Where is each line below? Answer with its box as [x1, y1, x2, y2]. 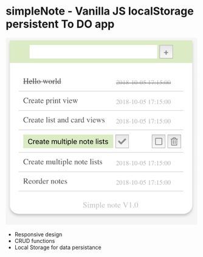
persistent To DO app [5, 17, 115, 31]
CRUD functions [14, 237, 55, 244]
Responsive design [14, 230, 63, 238]
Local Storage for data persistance [14, 244, 101, 251]
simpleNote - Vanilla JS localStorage [5, 4, 194, 18]
